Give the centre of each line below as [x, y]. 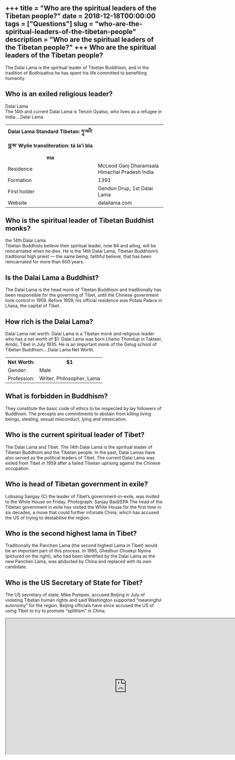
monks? [18, 228]
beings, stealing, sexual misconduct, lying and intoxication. [66, 419]
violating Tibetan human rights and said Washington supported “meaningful [83, 600]
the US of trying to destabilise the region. [48, 518]
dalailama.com [115, 203]
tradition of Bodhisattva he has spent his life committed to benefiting [76, 73]
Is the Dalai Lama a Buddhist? [52, 278]
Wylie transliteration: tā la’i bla [55, 145]
